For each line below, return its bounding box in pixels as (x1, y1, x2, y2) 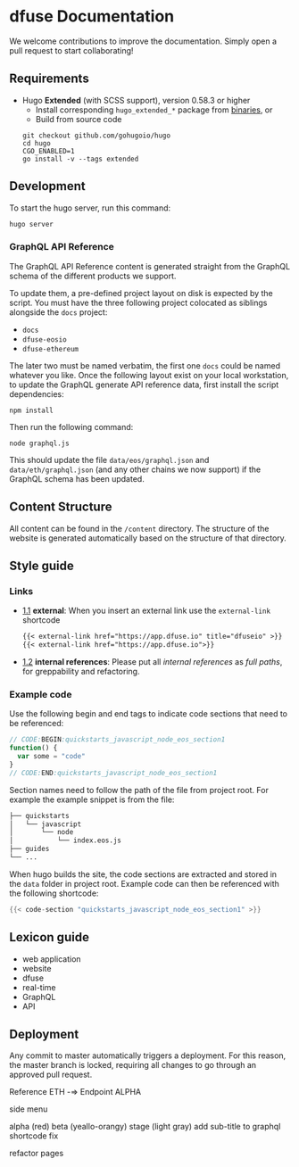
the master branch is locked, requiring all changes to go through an (9, 1060, 257, 1071)
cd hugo (21, 138, 51, 148)
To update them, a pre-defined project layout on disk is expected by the (9, 287, 274, 298)
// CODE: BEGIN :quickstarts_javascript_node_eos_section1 (9, 735, 226, 744)
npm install (9, 406, 54, 415)
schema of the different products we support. (9, 270, 177, 281)
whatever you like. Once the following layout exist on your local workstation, (9, 369, 289, 380)
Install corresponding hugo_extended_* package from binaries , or (35, 104, 273, 115)
